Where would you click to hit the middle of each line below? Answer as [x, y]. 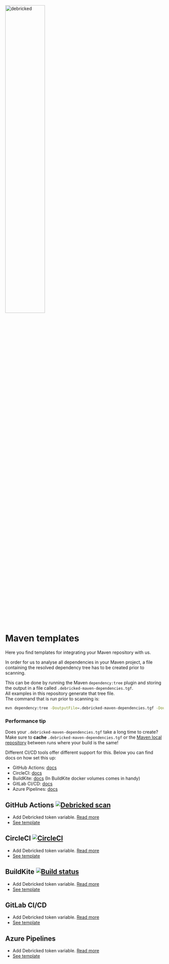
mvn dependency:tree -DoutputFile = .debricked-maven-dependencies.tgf [80, 708]
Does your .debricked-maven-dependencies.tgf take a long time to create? [82, 732]
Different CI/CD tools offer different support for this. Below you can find [79, 752]
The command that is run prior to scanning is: [52, 698]
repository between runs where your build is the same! [62, 743]
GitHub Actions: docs [34, 768]
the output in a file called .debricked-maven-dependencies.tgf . [69, 688]
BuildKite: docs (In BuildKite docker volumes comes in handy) [76, 778]
